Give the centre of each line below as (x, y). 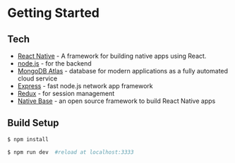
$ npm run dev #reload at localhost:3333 (71, 152)
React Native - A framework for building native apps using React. (112, 56)
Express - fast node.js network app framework (85, 86)
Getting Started (54, 13)
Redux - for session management (66, 93)
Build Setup (33, 123)
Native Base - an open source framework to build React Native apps (116, 101)
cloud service (37, 78)
